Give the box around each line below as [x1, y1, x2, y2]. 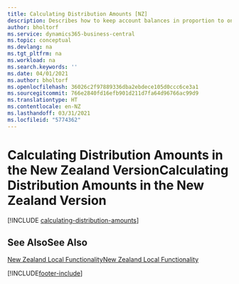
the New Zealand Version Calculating [7, 162, 229, 178]
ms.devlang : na [7, 43, 53, 51]
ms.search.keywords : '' [7, 63, 78, 70]
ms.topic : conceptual [7, 37, 72, 44]
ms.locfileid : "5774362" [7, 116, 81, 123]
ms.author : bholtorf [7, 76, 69, 84]
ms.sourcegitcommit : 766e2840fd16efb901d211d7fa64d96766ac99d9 [7, 90, 199, 97]
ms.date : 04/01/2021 [7, 70, 69, 77]
